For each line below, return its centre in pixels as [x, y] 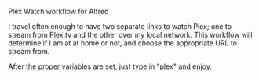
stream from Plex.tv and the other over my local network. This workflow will [130, 35]
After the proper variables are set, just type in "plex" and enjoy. [110, 66]
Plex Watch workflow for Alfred [58, 11]
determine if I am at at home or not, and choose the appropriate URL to [123, 43]
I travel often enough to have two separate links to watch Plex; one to [120, 26]
